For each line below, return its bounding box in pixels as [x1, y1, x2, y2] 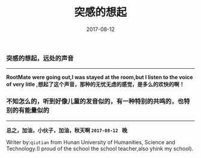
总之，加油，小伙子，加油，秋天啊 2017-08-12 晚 [6, 126, 127, 133]
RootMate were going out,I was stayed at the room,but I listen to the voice [6, 74, 193, 81]
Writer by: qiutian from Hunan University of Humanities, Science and [6, 138, 175, 145]
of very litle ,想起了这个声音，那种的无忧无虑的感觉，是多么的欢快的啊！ [6, 81, 185, 88]
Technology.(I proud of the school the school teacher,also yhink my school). [6, 145, 194, 152]
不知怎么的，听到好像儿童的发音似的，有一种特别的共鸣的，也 [6, 97, 184, 105]
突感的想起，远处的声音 [6, 54, 74, 62]
